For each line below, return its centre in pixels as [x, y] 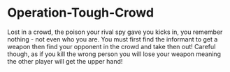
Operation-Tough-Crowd [81, 13]
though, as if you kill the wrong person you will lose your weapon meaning [114, 54]
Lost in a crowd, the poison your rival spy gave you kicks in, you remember [115, 32]
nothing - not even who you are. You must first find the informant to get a [113, 39]
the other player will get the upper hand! [65, 61]
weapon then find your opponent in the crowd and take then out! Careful [112, 46]
